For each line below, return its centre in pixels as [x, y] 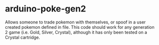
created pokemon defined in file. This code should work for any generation [80, 27]
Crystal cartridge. [23, 37]
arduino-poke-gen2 [46, 9]
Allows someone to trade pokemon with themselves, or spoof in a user [75, 22]
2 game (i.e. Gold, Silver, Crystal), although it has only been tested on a [76, 32]
